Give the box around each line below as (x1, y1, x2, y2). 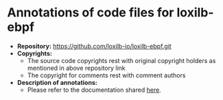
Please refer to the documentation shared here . (27, 86, 161, 94)
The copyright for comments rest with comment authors (27, 71, 186, 79)
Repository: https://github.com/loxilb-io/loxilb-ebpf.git (16, 42, 172, 50)
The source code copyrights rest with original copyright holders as (27, 56, 216, 64)
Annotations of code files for (7, 5, 174, 21)
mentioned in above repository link (27, 64, 126, 72)
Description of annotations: (16, 78, 97, 86)
